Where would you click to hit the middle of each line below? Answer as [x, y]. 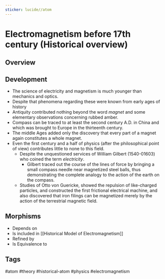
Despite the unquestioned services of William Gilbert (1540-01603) [87, 154]
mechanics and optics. [35, 96]
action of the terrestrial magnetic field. [58, 201]
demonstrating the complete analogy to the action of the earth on [93, 175]
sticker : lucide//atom [28, 10]
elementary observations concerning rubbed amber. [65, 117]
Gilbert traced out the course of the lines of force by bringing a [91, 164]
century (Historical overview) [66, 44]
